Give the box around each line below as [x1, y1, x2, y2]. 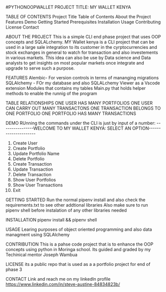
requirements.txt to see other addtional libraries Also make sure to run [5, 202, 148, 208]
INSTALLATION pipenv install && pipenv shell [5, 217, 97, 222]
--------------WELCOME [5, 125, 56, 131]
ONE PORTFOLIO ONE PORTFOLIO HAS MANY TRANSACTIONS [5, 110, 136, 116]
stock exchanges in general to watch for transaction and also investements [5, 49, 159, 55]
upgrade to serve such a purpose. [5, 65, 75, 71]
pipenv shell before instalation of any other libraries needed [5, 207, 127, 213]
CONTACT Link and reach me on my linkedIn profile [5, 276, 111, 282]
